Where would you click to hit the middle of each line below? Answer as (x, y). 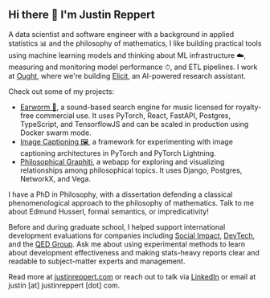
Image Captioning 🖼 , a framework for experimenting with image (126, 141)
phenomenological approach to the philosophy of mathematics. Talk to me (131, 202)
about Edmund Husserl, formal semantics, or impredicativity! (108, 211)
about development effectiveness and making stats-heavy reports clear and (134, 252)
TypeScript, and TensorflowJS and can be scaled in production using (134, 124)
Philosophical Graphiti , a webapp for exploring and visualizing (122, 161)
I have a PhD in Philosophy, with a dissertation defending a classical (121, 194)
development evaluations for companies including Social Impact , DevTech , (132, 235)
